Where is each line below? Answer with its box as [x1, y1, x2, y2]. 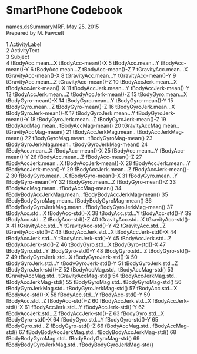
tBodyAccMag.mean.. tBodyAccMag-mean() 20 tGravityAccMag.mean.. [6, 122, 179, 129]
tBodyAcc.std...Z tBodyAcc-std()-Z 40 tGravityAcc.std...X [6, 216, 145, 223]
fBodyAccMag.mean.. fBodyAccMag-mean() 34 [6, 184, 122, 191]
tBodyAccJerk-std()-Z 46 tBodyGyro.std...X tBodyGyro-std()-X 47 [6, 241, 166, 248]
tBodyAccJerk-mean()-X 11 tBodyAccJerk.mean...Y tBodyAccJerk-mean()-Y [6, 84, 190, 91]
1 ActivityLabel [6, 41, 42, 48]
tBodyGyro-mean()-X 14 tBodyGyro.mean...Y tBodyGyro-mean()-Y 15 [6, 97, 173, 104]
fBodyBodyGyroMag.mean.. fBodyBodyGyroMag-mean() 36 [6, 197, 152, 204]
